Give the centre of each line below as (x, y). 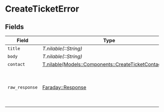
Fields (15, 27)
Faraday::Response (64, 87)
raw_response (23, 88)
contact (16, 64)
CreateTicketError (42, 9)
